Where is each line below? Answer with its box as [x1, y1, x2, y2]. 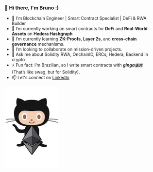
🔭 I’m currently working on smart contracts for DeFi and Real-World [11, 26, 148, 32]
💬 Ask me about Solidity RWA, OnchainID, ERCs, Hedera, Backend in [11, 52, 149, 57]
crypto [11, 57, 25, 63]
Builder [11, 20, 26, 26]
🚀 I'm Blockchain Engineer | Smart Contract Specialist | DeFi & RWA [11, 16, 147, 21]
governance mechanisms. [11, 41, 65, 47]
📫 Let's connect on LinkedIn [11, 75, 69, 81]
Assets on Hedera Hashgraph [11, 31, 73, 37]
